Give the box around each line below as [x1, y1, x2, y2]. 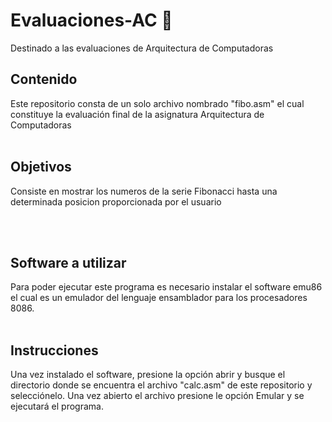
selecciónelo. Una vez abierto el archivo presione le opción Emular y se [10, 390, 305, 402]
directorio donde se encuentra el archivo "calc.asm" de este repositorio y [10, 379, 313, 391]
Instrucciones [10, 342, 99, 359]
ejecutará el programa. [10, 400, 104, 413]
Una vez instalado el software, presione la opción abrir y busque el [10, 369, 286, 381]
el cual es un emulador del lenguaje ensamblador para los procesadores [10, 292, 308, 304]
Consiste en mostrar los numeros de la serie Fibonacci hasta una [10, 185, 278, 197]
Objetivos [10, 159, 72, 176]
